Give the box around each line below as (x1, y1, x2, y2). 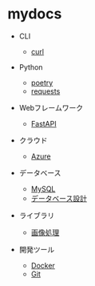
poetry (30, 78, 53, 87)
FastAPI (30, 119, 57, 128)
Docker (30, 260, 55, 270)
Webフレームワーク (18, 103, 84, 112)
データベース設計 (30, 193, 87, 203)
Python (18, 62, 43, 72)
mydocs (7, 5, 62, 23)
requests (30, 86, 61, 96)
